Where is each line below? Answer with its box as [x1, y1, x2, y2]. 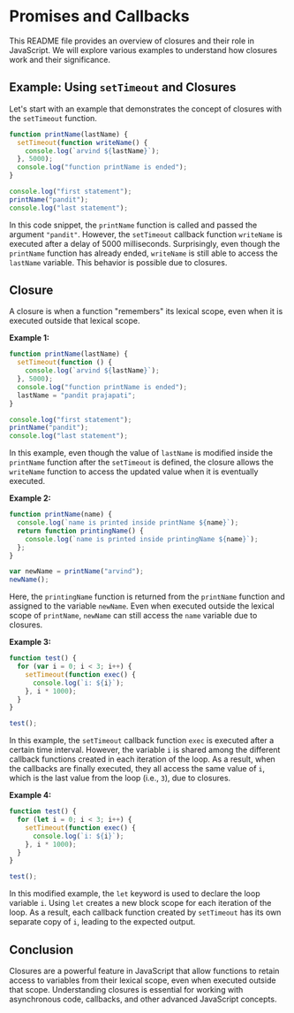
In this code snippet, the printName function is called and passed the [9, 219, 258, 230]
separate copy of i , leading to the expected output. [9, 917, 196, 927]
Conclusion [9, 942, 74, 957]
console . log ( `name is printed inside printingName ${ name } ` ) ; [25, 534, 259, 543]
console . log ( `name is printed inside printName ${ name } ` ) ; [17, 518, 239, 527]
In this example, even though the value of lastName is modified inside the [9, 448, 274, 458]
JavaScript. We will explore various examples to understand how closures [9, 44, 278, 55]
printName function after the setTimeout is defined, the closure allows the [9, 457, 274, 468]
